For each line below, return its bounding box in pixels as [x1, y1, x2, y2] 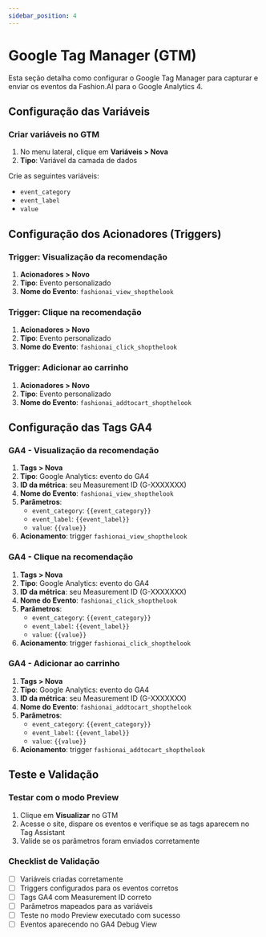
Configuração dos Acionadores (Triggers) [8, 227, 222, 241]
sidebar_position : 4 [8, 11, 78, 20]
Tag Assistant [19, 827, 66, 837]
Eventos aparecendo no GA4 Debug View [19, 919, 158, 929]
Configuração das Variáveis [8, 104, 151, 118]
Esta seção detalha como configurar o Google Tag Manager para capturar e [8, 73, 259, 83]
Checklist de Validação [8, 856, 100, 867]
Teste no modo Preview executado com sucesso [19, 910, 181, 920]
